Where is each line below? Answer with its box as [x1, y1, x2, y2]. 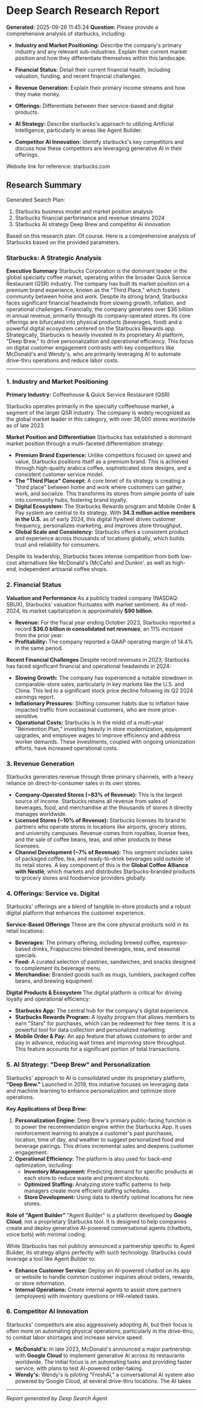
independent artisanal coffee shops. [18, 566, 108, 573]
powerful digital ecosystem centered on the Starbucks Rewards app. [6, 325, 176, 332]
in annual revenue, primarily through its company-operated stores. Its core [6, 312, 191, 320]
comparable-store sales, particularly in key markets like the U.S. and [14, 681, 185, 688]
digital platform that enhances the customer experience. [6, 909, 145, 916]
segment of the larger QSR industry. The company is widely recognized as [6, 409, 191, 416]
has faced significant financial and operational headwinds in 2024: [6, 662, 171, 670]
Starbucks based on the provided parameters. [6, 238, 120, 245]
